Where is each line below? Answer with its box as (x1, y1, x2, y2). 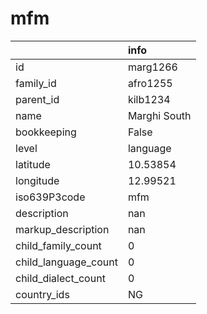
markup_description (15, 222, 110, 236)
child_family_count (15, 238, 102, 252)
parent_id (15, 92, 60, 106)
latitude (15, 157, 51, 171)
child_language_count (15, 255, 118, 269)
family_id (15, 76, 57, 90)
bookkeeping (15, 125, 77, 139)
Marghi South (127, 108, 192, 122)
